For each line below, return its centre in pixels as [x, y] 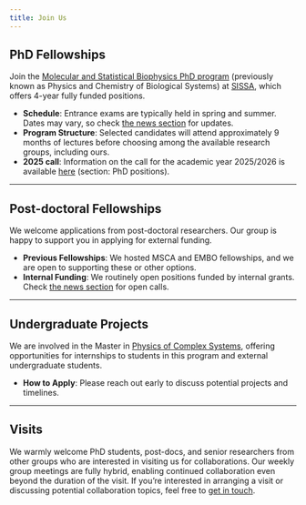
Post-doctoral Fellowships [86, 209]
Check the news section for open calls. [96, 287]
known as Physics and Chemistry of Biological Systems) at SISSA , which [146, 86]
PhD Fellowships [58, 55]
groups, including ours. [66, 152]
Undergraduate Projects [79, 324]
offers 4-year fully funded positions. [77, 96]
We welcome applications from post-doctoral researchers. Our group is [143, 231]
